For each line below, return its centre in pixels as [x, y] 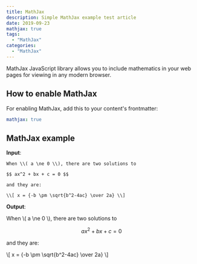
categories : [21, 46]
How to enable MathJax [52, 94]
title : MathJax [25, 12]
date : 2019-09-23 [28, 23]
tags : [13, 34]
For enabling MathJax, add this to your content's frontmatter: [82, 108]
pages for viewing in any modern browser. [59, 75]
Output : [16, 207]
